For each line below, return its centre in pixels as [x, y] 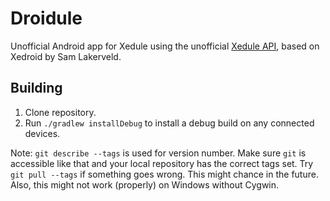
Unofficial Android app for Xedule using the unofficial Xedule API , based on [165, 46]
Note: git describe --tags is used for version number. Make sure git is [158, 153]
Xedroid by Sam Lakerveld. [66, 56]
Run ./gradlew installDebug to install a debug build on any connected [169, 123]
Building [36, 88]
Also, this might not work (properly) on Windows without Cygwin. [145, 184]
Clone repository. [60, 112]
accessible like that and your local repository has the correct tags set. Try [162, 163]
